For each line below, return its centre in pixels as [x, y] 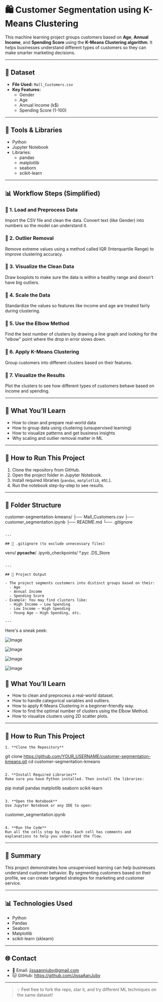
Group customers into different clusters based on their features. [69, 362]
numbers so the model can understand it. [46, 226]
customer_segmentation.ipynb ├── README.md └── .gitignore [69, 522]
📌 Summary [23, 856]
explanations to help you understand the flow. [54, 836]
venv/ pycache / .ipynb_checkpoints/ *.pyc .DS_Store [57, 553]
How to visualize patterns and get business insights [64, 433]
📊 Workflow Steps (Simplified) [53, 193]
